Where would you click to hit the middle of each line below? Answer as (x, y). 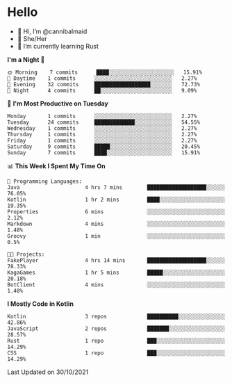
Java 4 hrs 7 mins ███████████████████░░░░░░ (116, 187)
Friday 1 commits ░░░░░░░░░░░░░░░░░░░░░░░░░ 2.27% (102, 140)
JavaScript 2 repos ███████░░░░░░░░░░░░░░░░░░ (116, 328)
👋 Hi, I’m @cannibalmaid (52, 31)
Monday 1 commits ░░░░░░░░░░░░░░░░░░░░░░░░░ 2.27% (102, 116)
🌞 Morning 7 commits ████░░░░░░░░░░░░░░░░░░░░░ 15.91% (105, 72)
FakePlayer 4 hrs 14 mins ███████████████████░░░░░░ (116, 260)
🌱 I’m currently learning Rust (58, 46)
